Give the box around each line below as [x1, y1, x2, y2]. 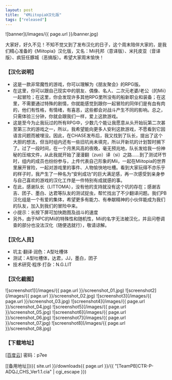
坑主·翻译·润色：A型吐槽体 [12, 248, 68, 255]
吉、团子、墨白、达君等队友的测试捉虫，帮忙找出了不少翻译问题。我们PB [12, 190, 167, 196]
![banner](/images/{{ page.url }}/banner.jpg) [5, 31, 99, 37]
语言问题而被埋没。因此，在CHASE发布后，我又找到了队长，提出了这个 [12, 132, 163, 138]
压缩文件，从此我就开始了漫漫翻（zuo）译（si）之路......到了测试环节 [21, 152, 167, 158]
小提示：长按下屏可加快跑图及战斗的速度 [12, 209, 98, 215]
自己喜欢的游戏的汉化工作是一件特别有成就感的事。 [17, 177, 125, 183]
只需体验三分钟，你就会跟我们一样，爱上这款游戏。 [12, 113, 121, 119]
